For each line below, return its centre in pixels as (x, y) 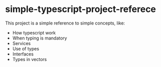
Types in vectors (29, 59)
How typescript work (34, 32)
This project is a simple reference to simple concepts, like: (65, 23)
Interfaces (23, 54)
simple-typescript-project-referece (81, 9)
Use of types (26, 48)
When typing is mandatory (40, 38)
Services (21, 43)
